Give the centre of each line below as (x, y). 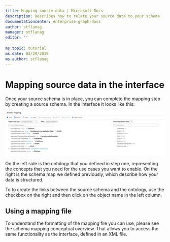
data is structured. (24, 180)
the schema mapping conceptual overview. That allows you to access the (82, 229)
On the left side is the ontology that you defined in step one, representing (82, 164)
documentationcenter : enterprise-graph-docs (53, 21)
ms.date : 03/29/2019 (27, 53)
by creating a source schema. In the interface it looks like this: (70, 104)
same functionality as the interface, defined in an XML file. (66, 234)
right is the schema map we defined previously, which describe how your (82, 174)
